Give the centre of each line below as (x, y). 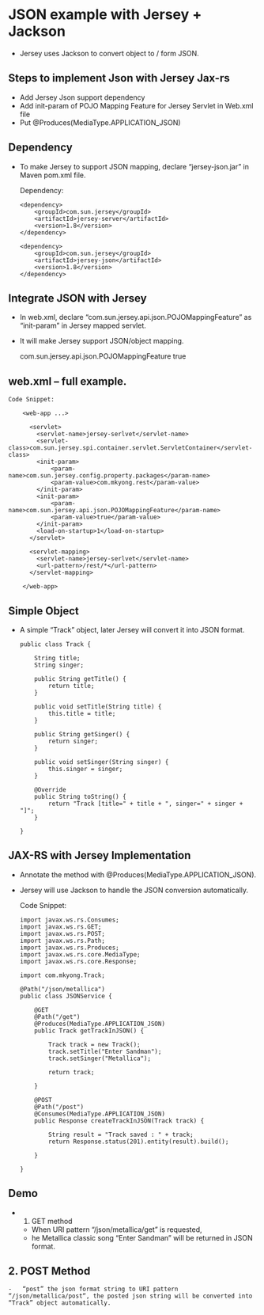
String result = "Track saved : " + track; (121, 1134)
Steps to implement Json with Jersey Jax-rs (119, 78)
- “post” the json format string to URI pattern (93, 1289)
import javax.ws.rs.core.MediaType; (80, 954)
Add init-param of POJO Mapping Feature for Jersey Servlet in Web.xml (137, 105)
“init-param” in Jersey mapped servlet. (83, 325)
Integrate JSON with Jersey (78, 298)
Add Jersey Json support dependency (82, 97)
